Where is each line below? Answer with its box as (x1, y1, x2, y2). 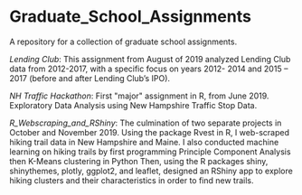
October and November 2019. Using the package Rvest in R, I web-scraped (9, 126, 290, 137)
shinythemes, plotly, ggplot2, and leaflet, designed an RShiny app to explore (9, 165, 294, 176)
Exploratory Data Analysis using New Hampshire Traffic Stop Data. (9, 99, 258, 110)
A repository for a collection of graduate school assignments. (9, 36, 238, 47)
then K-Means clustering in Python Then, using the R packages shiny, (9, 155, 269, 166)
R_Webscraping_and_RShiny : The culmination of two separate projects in (9, 117, 282, 128)
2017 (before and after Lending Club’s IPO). (9, 72, 170, 83)
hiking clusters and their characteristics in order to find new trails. (9, 174, 255, 186)
